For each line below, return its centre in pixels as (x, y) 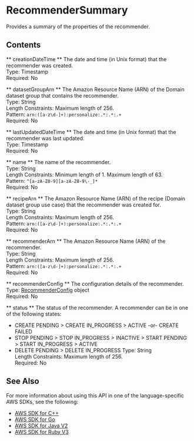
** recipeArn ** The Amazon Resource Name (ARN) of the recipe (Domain (96, 198)
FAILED (23, 331)
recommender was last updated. (45, 138)
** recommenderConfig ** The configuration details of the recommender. (95, 283)
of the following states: (34, 314)
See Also (23, 381)
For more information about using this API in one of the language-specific (95, 395)
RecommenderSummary (67, 10)
